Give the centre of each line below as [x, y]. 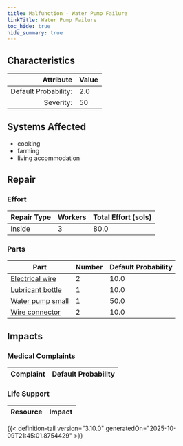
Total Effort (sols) [122, 217]
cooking [29, 143]
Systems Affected [47, 127]
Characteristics [41, 60]
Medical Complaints [41, 356]
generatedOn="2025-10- [141, 428]
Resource [26, 412]
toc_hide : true [29, 26]
